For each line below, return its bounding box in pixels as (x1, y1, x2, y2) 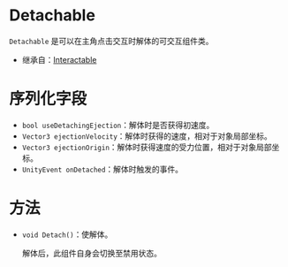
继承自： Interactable (21, 54, 97, 65)
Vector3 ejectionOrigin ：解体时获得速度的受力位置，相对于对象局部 (21, 141, 272, 152)
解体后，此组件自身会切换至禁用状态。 (21, 248, 162, 258)
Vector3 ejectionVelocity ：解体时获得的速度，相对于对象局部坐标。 (21, 130, 272, 141)
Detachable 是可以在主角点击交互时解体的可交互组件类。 (9, 35, 214, 46)
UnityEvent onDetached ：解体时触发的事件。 (21, 164, 184, 174)
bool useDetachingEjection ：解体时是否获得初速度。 (21, 119, 215, 130)
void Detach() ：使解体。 (21, 229, 113, 240)
